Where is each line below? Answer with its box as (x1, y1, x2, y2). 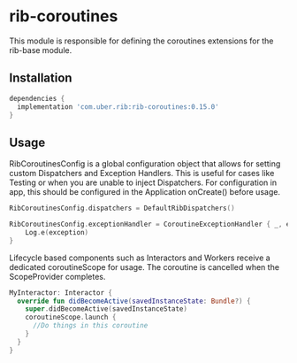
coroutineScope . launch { (25, 313, 117, 322)
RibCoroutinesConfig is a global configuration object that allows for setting (9, 158, 281, 169)
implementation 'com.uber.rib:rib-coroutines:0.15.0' (17, 102, 219, 112)
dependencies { (9, 94, 65, 103)
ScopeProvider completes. (9, 271, 106, 282)
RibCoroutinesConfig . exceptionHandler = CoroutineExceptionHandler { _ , (9, 220, 283, 229)
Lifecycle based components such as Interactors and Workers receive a (9, 252, 271, 263)
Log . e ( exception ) (25, 228, 89, 236)
